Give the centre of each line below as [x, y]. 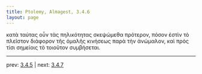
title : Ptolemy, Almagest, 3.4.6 [48, 12]
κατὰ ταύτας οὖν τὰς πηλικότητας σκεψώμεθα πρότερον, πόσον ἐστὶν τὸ [98, 34]
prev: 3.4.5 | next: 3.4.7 [35, 64]
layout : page [23, 17]
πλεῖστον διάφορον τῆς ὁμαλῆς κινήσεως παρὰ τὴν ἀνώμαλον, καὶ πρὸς [98, 41]
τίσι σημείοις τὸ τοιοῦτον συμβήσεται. [54, 47]
